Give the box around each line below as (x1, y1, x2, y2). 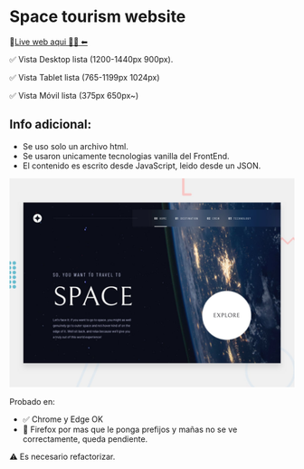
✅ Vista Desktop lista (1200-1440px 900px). (9, 53, 174, 64)
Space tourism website (9, 6, 186, 27)
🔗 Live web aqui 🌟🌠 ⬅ (9, 36, 89, 47)
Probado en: (9, 396, 56, 407)
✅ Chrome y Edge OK (22, 414, 104, 425)
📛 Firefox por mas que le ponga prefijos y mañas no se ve (22, 424, 238, 435)
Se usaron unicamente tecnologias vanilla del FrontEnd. (22, 150, 230, 161)
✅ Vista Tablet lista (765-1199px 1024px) (9, 72, 160, 82)
